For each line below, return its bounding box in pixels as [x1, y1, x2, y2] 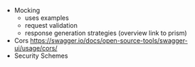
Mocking [14, 6, 41, 14]
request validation [24, 21, 78, 29]
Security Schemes [14, 51, 68, 60]
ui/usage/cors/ [14, 44, 58, 52]
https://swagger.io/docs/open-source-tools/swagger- [30, 36, 189, 45]
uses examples [24, 14, 69, 22]
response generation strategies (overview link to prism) [24, 29, 187, 37]
